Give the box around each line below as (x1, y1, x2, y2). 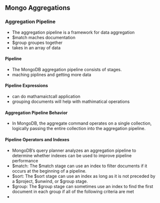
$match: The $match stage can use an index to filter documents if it (12, 163, 147, 169)
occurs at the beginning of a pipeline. (12, 168, 87, 174)
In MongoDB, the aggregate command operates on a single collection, (12, 120, 152, 126)
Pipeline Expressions (5, 83, 48, 88)
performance (12, 158, 39, 163)
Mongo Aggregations (5, 4, 71, 12)
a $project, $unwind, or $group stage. (12, 178, 88, 184)
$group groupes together (12, 40, 63, 45)
